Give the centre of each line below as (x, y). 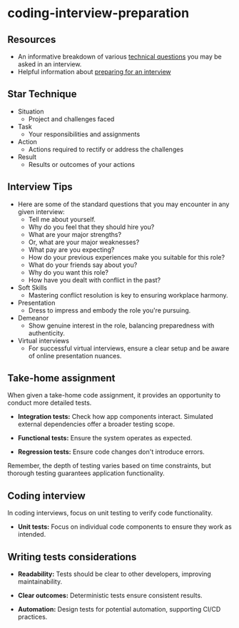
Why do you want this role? (68, 272)
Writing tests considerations (72, 557)
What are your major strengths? (75, 234)
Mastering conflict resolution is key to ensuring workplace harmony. (128, 295)
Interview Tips (40, 187)
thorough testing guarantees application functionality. (86, 473)
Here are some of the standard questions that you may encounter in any (123, 204)
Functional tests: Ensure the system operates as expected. (105, 438)
